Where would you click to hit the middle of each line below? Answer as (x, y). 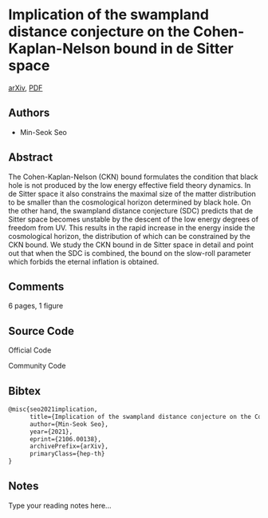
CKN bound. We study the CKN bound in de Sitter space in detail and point (131, 245)
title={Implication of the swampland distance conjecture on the (140, 416)
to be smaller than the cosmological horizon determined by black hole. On (130, 202)
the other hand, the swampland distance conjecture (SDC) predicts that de (131, 210)
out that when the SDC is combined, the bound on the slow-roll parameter (130, 253)
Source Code (41, 331)
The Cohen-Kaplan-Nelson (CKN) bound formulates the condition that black (133, 177)
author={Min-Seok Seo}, (69, 424)
